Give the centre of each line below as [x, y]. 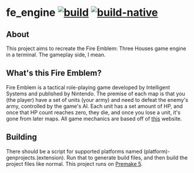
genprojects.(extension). [36, 157]
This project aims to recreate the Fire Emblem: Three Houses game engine [96, 48]
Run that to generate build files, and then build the [127, 157]
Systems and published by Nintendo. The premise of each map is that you [96, 94]
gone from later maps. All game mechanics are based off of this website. [94, 118]
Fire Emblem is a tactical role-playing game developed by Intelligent [88, 87]
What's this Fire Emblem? [54, 73]
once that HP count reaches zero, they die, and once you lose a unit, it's [93, 112]
